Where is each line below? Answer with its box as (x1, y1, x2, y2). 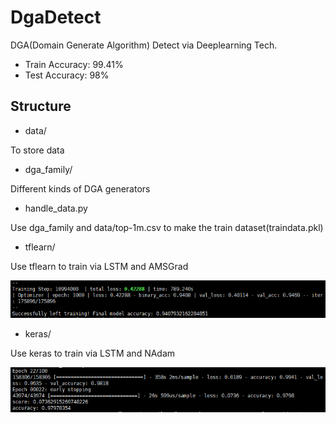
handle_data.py (24, 202, 88, 214)
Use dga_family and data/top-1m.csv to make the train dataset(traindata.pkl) (10, 221, 324, 233)
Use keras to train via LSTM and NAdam (10, 347, 176, 359)
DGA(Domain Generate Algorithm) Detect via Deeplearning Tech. (10, 39, 278, 51)
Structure (10, 98, 72, 115)
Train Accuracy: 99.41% (24, 58, 124, 70)
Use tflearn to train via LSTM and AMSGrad (10, 260, 189, 272)
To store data (10, 144, 65, 156)
